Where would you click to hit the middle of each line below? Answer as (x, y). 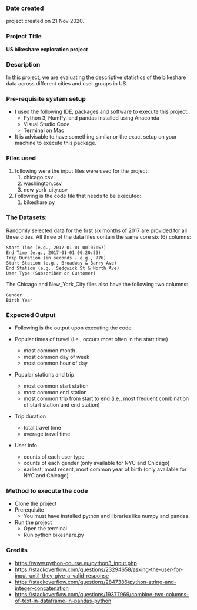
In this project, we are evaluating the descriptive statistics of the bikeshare (96, 77)
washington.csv (43, 183)
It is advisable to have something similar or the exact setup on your (96, 137)
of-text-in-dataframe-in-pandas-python (63, 601)
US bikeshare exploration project (47, 49)
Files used (21, 159)
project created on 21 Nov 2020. (45, 21)
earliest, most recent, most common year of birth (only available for (105, 469)
